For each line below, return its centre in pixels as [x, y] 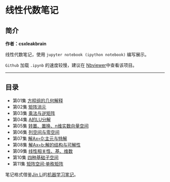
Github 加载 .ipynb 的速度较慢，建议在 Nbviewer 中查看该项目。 [71, 65]
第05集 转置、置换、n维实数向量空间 [51, 126]
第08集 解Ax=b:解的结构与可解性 [47, 145]
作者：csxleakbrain [26, 44]
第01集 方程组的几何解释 [38, 100]
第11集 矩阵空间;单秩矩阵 [38, 164]
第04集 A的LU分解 [32, 119]
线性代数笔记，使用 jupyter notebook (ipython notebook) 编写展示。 [77, 54]
